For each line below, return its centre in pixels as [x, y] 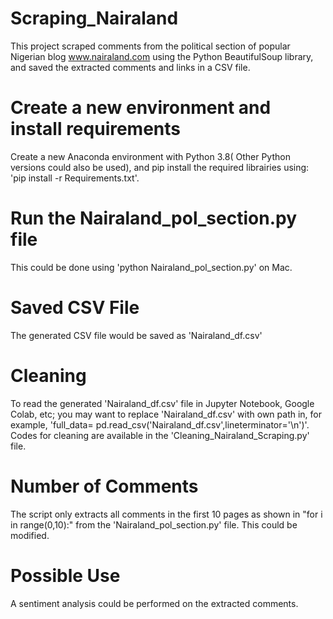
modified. [30, 535]
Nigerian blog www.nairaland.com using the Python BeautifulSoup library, [162, 56]
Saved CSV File [75, 308]
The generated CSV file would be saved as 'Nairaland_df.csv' [136, 335]
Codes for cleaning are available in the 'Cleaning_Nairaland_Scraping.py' [160, 435]
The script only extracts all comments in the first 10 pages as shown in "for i [166, 514]
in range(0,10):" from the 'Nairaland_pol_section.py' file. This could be [154, 524]
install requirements [96, 129]
